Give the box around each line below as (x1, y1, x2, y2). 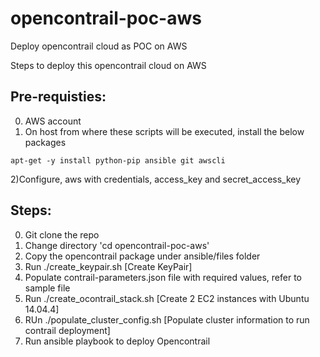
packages (24, 136, 67, 148)
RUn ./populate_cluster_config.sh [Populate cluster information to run (24, 313, 310, 326)
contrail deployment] (24, 324, 111, 336)
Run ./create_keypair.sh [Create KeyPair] (24, 260, 193, 272)
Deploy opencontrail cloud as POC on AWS (10, 40, 188, 52)
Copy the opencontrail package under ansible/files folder (24, 250, 261, 262)
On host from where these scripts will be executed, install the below (24, 125, 305, 137)
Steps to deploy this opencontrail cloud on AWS (10, 59, 207, 71)
